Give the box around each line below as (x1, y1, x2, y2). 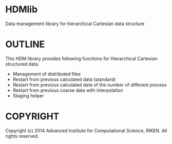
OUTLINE (5, 38, 45, 50)
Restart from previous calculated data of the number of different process (12, 81, 167, 88)
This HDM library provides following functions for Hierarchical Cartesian (5, 55, 158, 61)
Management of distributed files (12, 71, 81, 77)
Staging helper (12, 92, 44, 98)
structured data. (5, 60, 40, 67)
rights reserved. (5, 133, 40, 139)
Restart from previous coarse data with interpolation (12, 87, 123, 93)
